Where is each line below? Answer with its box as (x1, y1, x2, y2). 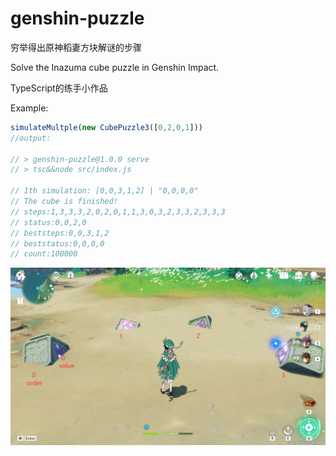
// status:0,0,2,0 (10, 217, 87, 227)
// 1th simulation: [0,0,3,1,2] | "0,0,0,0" (10, 186, 199, 196)
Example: (10, 102, 49, 114)
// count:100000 (10, 249, 78, 259)
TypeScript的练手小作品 (10, 82, 108, 94)
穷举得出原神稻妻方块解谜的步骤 (10, 41, 142, 53)
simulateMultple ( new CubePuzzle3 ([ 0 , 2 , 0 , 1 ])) (10, 122, 203, 132)
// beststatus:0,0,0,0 (10, 238, 105, 249)
